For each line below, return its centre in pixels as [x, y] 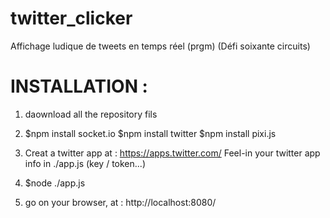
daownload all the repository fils [91, 114]
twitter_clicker [71, 18]
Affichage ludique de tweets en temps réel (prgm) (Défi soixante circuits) [160, 46]
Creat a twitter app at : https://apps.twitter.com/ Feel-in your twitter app [172, 153]
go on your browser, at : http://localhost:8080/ [120, 202]
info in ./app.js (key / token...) [85, 163]
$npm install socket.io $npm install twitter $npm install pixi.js [150, 133]
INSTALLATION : [79, 86]
